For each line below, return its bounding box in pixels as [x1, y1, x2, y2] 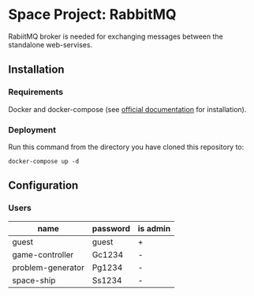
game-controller [12, 249, 74, 260]
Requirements [8, 87, 64, 98]
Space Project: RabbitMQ [8, 6, 177, 24]
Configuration [8, 179, 79, 193]
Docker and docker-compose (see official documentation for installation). [8, 104, 247, 114]
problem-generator [12, 262, 85, 273]
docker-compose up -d [8, 157, 80, 165]
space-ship [12, 275, 56, 286]
